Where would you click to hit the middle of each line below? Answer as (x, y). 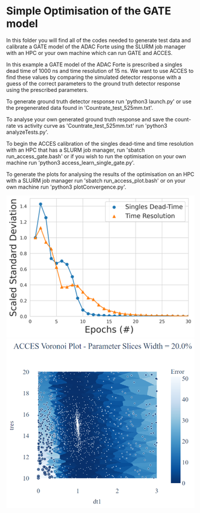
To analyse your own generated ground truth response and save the (90, 119)
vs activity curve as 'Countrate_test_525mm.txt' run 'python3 (92, 125)
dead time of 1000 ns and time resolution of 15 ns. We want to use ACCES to (100, 70)
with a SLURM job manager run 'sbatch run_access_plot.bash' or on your (96, 180)
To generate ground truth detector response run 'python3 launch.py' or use (99, 101)
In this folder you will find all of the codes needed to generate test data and (99, 40)
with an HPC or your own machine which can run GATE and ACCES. (90, 53)
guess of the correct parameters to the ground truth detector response (93, 83)
